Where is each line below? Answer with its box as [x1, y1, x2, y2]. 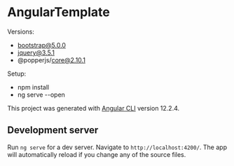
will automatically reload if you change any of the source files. [7, 150, 186, 158]
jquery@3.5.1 [17, 48, 55, 57]
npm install [17, 83, 50, 91]
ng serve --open [17, 90, 65, 99]
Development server [7, 124, 99, 137]
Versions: [7, 27, 35, 36]
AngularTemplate [7, 4, 111, 20]
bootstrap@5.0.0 [17, 41, 67, 49]
